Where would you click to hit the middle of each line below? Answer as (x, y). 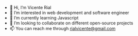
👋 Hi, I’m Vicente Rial (30, 8)
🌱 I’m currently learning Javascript (44, 18)
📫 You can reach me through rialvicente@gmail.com (62, 28)
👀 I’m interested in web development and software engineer (69, 13)
